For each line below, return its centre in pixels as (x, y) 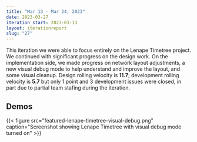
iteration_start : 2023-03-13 (42, 22)
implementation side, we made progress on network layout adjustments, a (96, 63)
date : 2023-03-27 (27, 17)
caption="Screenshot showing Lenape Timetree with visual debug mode (94, 127)
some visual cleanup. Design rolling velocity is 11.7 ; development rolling (93, 75)
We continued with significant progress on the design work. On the (87, 57)
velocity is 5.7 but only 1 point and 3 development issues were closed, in (94, 82)
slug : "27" (19, 34)
